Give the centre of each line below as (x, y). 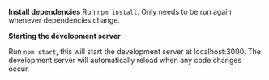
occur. (19, 69)
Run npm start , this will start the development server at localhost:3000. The (135, 51)
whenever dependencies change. (64, 20)
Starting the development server (64, 36)
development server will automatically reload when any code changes (125, 60)
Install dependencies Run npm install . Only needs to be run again (120, 12)
